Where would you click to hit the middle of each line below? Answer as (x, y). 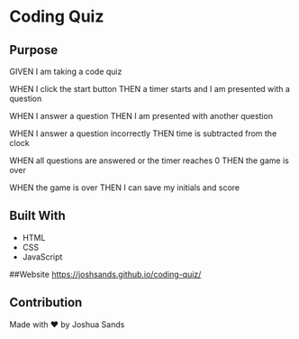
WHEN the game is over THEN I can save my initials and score (125, 188)
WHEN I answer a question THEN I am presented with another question (141, 116)
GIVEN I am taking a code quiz (66, 71)
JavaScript (42, 257)
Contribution (46, 302)
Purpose (34, 50)
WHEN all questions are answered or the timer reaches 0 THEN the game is (149, 160)
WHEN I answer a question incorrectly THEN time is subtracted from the (143, 133)
